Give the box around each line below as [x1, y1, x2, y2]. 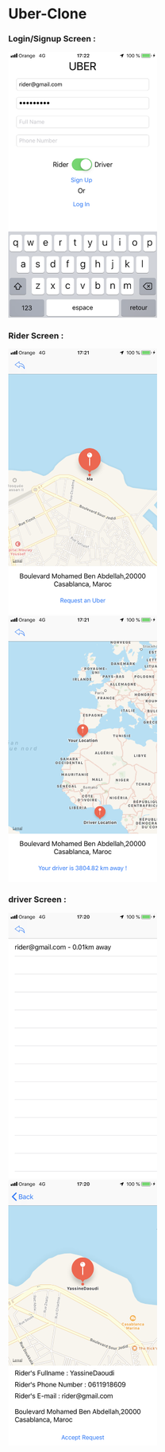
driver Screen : [8, 894, 67, 905]
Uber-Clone [8, 5, 87, 23]
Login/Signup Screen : [8, 33, 97, 45]
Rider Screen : [8, 330, 64, 341]
